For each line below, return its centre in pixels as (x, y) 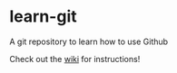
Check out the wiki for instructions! (75, 59)
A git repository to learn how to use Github (89, 41)
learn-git (43, 17)
